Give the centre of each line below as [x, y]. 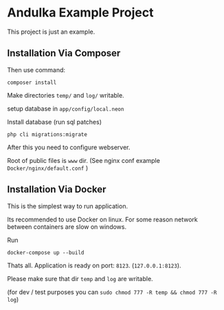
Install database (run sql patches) [54, 122]
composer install [32, 82]
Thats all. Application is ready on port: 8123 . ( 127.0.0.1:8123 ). [94, 265]
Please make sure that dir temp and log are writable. [80, 278]
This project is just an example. [51, 32]
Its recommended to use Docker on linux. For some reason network [102, 219]
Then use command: [36, 69]
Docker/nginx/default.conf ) [48, 168]
